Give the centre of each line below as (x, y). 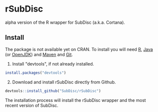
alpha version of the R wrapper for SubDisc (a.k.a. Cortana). (65, 22)
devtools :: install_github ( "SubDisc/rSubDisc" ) (53, 91)
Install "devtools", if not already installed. (53, 64)
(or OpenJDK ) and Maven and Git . (39, 54)
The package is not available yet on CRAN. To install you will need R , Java (79, 49)
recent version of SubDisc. (32, 105)
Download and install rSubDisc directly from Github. (64, 82)
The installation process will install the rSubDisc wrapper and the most (76, 100)
